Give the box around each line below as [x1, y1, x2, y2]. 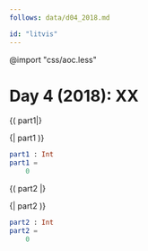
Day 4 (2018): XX [9, 85, 139, 106]
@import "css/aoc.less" [9, 54, 97, 65]
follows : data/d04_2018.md [9, 13, 110, 22]
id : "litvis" [9, 29, 58, 39]
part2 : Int [9, 218, 54, 228]
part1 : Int [9, 150, 54, 159]
